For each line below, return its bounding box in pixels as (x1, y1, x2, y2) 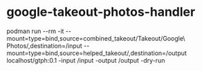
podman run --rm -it (6, 27, 64, 35)
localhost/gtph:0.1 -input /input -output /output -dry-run (6, 56, 165, 64)
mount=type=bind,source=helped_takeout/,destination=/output (6, 49, 187, 57)
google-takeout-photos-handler (6, 4, 196, 20)
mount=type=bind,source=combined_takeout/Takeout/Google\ (6, 34, 185, 42)
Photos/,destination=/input (6, 41, 82, 50)
